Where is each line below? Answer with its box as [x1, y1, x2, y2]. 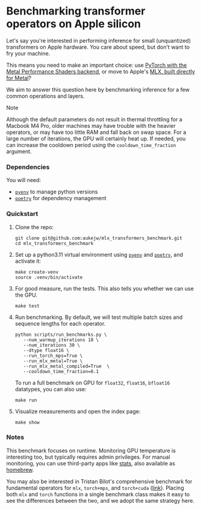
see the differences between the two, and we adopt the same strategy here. [6, 497, 194, 504]
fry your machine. [6, 49, 51, 57]
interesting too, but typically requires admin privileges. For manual [6, 453, 170, 461]
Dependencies [6, 163, 50, 171]
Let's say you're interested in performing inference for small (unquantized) [6, 37, 191, 44]
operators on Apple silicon [6, 17, 141, 31]
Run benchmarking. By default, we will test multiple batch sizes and [14, 313, 183, 321]
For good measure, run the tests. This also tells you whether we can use [14, 285, 194, 292]
